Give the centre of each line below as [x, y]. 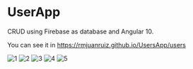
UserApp [34, 12]
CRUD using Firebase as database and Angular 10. [81, 31]
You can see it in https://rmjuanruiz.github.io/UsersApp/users [96, 45]
